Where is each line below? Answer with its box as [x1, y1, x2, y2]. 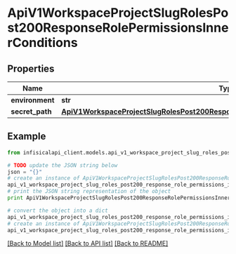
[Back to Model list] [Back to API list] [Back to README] [7, 239, 169, 248]
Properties [7, 62, 55, 74]
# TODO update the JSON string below [7, 161, 118, 169]
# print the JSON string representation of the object [7, 188, 171, 195]
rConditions [7, 35, 79, 51]
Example [7, 131, 46, 142]
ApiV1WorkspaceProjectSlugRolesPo [7, 5, 229, 21]
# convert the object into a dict [7, 207, 109, 214]
